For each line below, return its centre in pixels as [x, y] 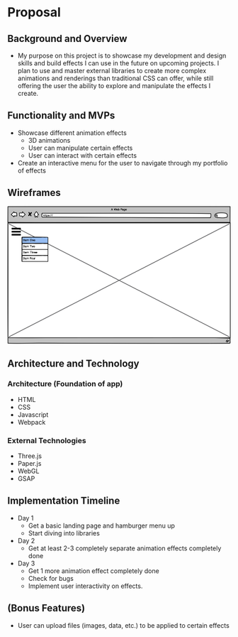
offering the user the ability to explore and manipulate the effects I [114, 86]
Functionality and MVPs [61, 115]
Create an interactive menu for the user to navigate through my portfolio [123, 163]
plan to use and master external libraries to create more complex [112, 71]
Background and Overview [67, 39]
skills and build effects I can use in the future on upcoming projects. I [118, 63]
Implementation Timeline [64, 501]
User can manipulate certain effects [80, 148]
